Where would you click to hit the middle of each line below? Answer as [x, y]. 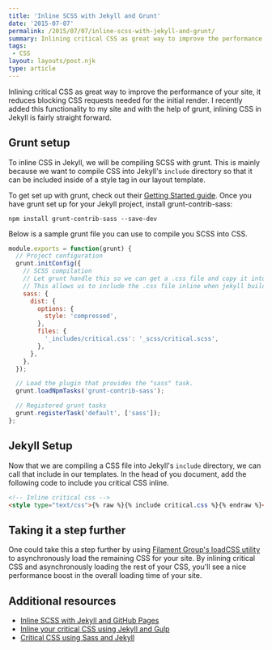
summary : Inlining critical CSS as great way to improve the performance [136, 38]
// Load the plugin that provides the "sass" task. [105, 384]
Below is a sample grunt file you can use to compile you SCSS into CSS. [128, 234]
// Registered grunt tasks [61, 406]
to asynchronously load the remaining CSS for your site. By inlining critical [132, 559]
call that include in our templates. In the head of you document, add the [127, 474]
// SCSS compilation [57, 271]
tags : [17, 46]
